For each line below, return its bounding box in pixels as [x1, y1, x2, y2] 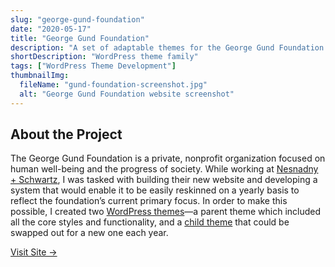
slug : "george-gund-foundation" [10, 14, 145, 25]
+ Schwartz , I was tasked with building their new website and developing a [10, 174, 318, 186]
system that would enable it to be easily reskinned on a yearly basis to [10, 184, 300, 196]
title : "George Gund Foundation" [10, 33, 150, 43]
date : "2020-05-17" [10, 24, 92, 34]
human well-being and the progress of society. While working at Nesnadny [10, 163, 319, 175]
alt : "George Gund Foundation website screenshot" [19, 89, 235, 99]
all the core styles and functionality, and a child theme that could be [10, 216, 290, 228]
